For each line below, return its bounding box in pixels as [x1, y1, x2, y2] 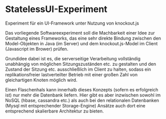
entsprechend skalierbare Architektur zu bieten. [5, 108, 104, 114]
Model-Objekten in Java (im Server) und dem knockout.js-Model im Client [5, 40, 158, 46]
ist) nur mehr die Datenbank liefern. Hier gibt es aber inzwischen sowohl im [5, 92, 161, 98]
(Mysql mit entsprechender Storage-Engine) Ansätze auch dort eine [5, 102, 145, 108]
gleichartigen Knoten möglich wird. [5, 77, 78, 83]
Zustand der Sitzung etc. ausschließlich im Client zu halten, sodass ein [5, 66, 151, 72]
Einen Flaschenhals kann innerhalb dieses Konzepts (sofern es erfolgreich [5, 86, 158, 92]
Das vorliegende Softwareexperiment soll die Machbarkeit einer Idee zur [5, 30, 155, 36]
